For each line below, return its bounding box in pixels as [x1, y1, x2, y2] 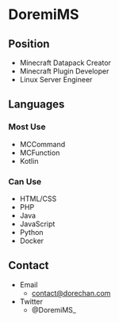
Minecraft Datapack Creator [19, 58, 111, 67]
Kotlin [19, 156, 39, 165]
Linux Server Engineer [19, 75, 93, 84]
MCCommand [19, 139, 66, 149]
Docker [19, 236, 44, 245]
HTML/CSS [19, 194, 57, 203]
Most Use [8, 121, 46, 132]
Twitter [19, 297, 44, 306]
